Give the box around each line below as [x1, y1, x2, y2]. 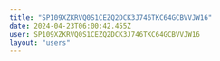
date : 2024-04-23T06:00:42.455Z [9, 22, 131, 30]
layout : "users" [9, 38, 71, 48]
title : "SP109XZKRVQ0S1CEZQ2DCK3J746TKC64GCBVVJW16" [9, 13, 213, 22]
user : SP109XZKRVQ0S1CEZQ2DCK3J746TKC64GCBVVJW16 [9, 30, 201, 39]
